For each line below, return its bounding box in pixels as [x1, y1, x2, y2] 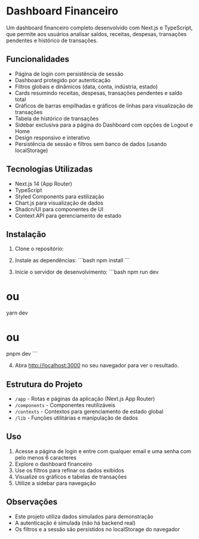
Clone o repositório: [14, 245, 64, 253]
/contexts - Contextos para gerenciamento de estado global [14, 408, 164, 415]
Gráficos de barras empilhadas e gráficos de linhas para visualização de [14, 102, 193, 109]
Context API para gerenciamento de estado [14, 212, 121, 219]
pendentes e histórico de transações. [6, 37, 98, 44]
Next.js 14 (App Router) [14, 180, 73, 187]
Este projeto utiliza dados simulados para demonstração [14, 513, 154, 520]
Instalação [6, 229, 47, 239]
